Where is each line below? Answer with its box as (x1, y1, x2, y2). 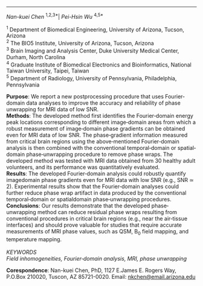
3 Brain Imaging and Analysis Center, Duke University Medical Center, (6, 46, 179, 54)
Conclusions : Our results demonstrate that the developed (6, 202, 150, 209)
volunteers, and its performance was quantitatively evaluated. (6, 163, 160, 171)
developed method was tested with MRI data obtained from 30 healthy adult (6, 157, 196, 164)
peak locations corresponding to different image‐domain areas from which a (6, 119, 196, 126)
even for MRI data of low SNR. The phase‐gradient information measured (6, 131, 188, 138)
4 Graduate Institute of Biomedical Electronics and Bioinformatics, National (6, 60, 192, 68)
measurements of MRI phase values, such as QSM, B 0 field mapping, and (6, 227, 189, 236)
